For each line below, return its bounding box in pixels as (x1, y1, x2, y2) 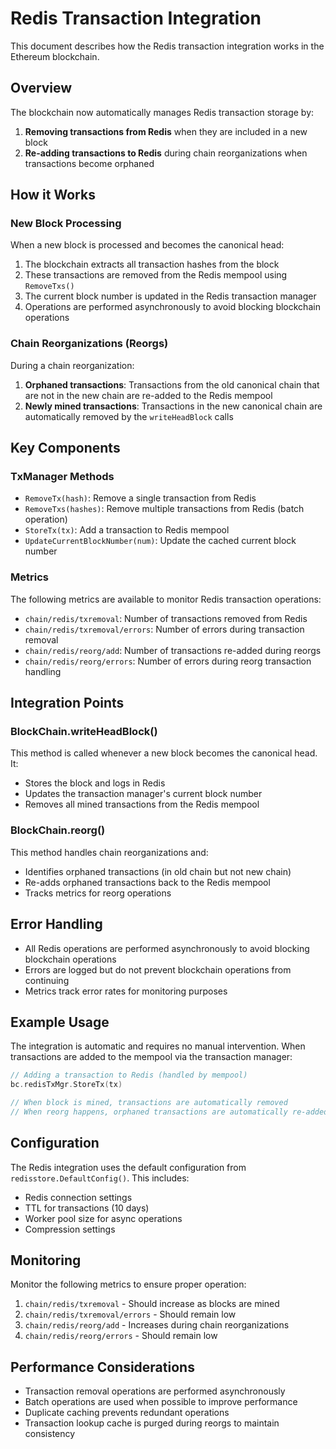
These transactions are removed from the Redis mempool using (24, 269, 288, 281)
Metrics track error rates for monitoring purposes (24, 985, 228, 997)
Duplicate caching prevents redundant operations (24, 1407, 230, 1419)
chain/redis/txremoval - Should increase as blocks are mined (24, 1298, 280, 1310)
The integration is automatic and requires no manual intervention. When (10, 1040, 306, 1052)
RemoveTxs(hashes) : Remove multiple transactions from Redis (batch (24, 503, 305, 515)
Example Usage (10, 1013, 110, 1031)
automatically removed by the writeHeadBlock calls (24, 410, 234, 422)
